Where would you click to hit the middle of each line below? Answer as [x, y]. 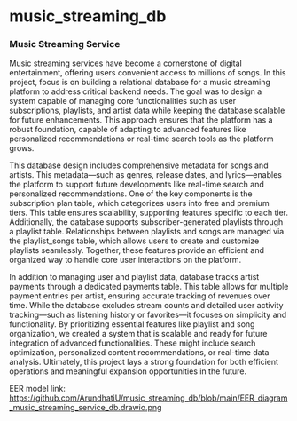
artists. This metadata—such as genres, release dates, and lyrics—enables [145, 175]
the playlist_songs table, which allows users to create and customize [134, 241]
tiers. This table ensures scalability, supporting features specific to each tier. [148, 213]
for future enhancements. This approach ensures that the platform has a [141, 120]
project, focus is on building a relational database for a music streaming [140, 83]
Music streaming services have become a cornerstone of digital [125, 63]
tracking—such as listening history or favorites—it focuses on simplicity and [148, 315]
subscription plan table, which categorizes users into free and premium [139, 203]
